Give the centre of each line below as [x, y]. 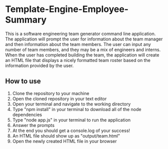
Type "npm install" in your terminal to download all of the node [77, 109]
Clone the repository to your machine [51, 93]
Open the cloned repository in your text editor [59, 98]
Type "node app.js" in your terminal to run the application [71, 120]
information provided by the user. [39, 65]
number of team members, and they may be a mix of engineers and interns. [83, 49]
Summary [26, 20]
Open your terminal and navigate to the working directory [71, 104]
